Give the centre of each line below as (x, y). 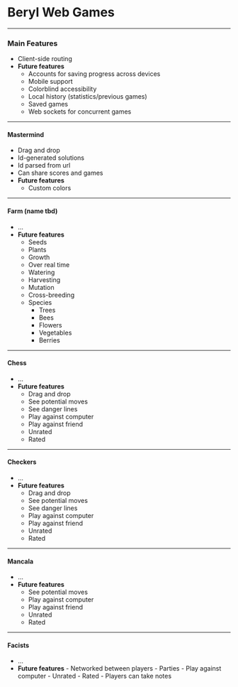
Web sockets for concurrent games (80, 112)
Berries (49, 340)
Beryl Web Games (61, 12)
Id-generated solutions (51, 158)
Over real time (49, 264)
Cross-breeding (51, 295)
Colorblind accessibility (62, 89)
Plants (37, 249)
